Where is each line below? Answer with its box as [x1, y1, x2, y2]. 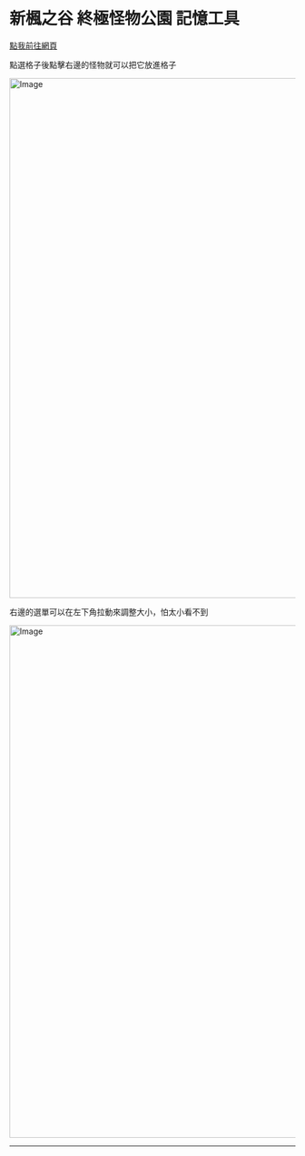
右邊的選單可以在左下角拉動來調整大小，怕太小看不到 [9, 606, 209, 618]
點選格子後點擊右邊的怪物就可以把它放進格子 [9, 59, 177, 70]
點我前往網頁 [9, 40, 57, 51]
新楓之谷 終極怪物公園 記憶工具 [9, 8, 241, 29]
